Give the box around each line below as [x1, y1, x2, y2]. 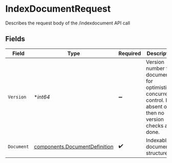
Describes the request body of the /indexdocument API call [5, 20, 131, 26]
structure [145, 149, 168, 156]
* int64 [34, 93, 50, 100]
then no [145, 109, 165, 116]
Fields [5, 35, 26, 43]
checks [145, 122, 164, 129]
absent [145, 103, 163, 110]
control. [145, 96, 165, 103]
